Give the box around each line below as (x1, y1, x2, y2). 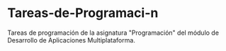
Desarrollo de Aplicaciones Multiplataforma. (7, 35, 136, 44)
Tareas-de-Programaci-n (7, 5, 159, 21)
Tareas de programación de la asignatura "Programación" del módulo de (7, 28, 220, 37)
